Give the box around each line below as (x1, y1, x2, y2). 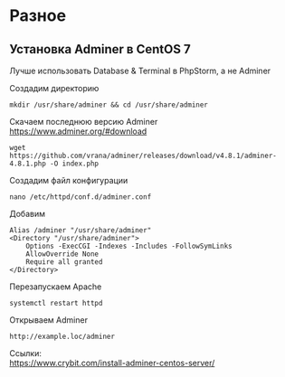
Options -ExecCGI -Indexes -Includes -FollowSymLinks (25, 241, 233, 250)
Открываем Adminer (9, 315, 89, 325)
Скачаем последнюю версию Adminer (9, 117, 158, 127)
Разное (9, 5, 66, 26)
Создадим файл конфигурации (9, 175, 128, 185)
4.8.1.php (9, 159, 47, 168)
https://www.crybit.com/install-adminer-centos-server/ (9, 358, 215, 368)
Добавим (9, 209, 46, 219)
